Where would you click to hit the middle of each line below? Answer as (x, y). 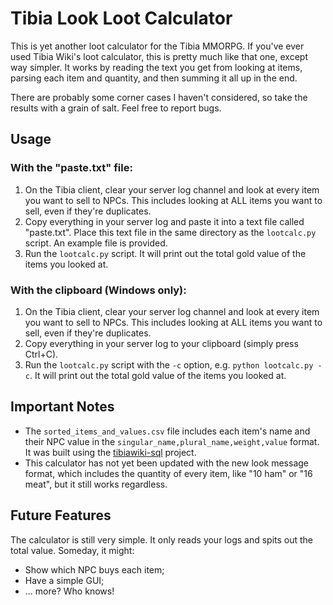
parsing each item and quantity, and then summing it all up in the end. (154, 78)
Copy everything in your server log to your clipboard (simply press (161, 343)
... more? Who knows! (69, 591)
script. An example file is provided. (96, 243)
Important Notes (62, 407)
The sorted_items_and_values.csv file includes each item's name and (167, 431)
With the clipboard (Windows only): (98, 290)
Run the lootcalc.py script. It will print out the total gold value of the (165, 253)
